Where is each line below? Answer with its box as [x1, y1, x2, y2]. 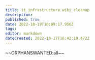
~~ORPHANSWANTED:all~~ [5, 49, 65, 56]
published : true [5, 17, 40, 22]
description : [5, 12, 33, 17]
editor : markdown [5, 31, 42, 36]
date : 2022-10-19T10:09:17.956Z [5, 21, 74, 27]
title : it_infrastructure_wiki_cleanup [5, 7, 90, 13]
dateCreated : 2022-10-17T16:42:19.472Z [5, 36, 90, 41]
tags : [5, 26, 17, 32]
